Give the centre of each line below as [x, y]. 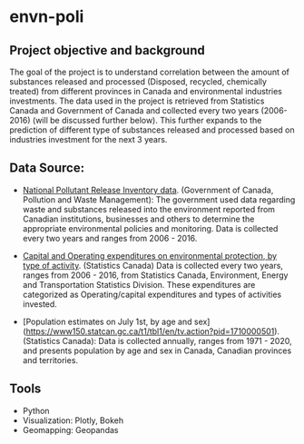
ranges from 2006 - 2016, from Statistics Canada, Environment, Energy [155, 275]
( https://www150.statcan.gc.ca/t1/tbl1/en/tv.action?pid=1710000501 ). [151, 331]
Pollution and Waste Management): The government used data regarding [159, 199]
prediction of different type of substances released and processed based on [152, 130]
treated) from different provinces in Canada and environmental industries [146, 91]
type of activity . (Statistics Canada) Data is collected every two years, [153, 265]
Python [36, 410]
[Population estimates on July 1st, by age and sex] [116, 321]
